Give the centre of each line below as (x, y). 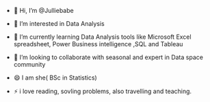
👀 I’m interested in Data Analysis (59, 23)
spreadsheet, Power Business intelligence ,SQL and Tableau (98, 44)
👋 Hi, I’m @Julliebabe (43, 11)
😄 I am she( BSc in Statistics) (55, 78)
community (29, 64)
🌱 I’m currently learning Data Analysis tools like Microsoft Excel (102, 37)
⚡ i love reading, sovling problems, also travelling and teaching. (103, 91)
